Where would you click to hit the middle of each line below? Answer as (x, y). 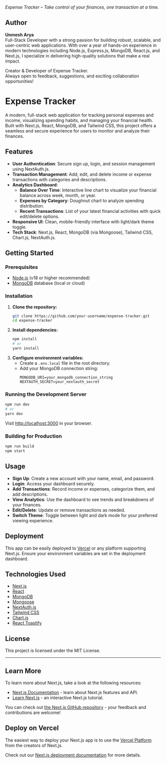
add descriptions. (30, 494)
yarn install (26, 349)
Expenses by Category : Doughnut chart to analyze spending (82, 200)
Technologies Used (35, 574)
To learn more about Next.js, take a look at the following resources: (73, 683)
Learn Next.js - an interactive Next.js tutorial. (58, 698)
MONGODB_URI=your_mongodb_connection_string (66, 377)
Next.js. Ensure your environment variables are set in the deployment (75, 553)
